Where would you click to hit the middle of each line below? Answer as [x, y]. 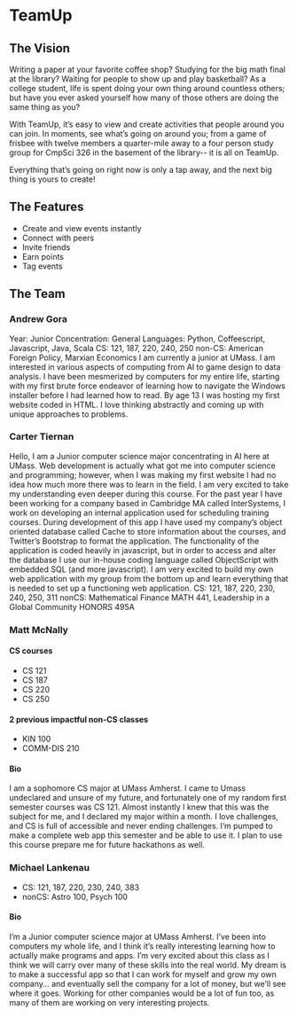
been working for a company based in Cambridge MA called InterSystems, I [148, 503]
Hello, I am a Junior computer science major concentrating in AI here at [140, 456]
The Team [38, 294]
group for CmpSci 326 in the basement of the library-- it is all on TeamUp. [144, 153]
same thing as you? [45, 107]
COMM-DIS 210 [51, 748]
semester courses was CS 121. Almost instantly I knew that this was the [139, 807]
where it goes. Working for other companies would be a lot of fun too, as [142, 993]
